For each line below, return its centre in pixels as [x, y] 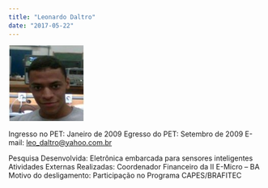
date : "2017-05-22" [41, 25]
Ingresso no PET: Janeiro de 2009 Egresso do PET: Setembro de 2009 [126, 134]
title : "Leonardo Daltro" [52, 17]
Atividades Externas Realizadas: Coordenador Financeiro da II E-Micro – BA [134, 166]
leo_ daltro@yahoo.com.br [69, 142]
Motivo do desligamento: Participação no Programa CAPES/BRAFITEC [125, 175]
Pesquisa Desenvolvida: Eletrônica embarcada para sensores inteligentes [131, 158]
